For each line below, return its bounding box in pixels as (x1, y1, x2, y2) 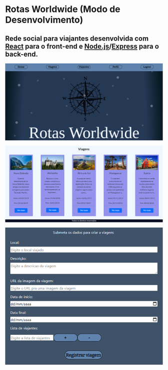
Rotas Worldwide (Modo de (5, 4, 121, 15)
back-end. (5, 50, 38, 58)
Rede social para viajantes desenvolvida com (5, 34, 149, 43)
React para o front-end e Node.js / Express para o (5, 42, 159, 51)
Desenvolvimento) (5, 14, 83, 26)
